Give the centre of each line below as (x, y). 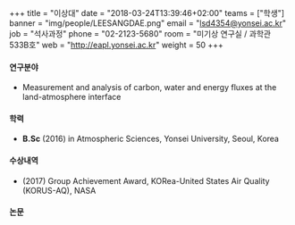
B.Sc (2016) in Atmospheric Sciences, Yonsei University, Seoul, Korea (151, 139)
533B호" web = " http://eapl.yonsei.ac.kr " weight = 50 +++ (116, 45)
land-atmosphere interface (72, 97)
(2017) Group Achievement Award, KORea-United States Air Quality (146, 180)
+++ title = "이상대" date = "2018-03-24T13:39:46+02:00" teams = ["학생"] (147, 13)
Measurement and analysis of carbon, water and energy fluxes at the (149, 87)
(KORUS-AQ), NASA (59, 190)
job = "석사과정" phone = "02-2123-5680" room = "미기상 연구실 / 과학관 (140, 33)
